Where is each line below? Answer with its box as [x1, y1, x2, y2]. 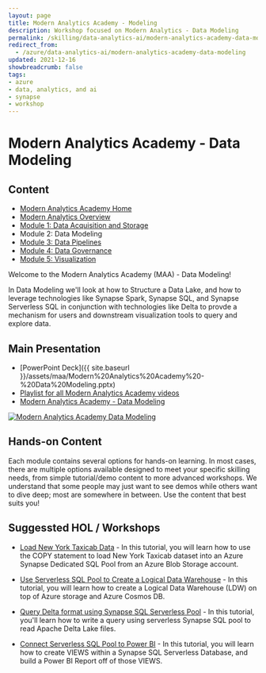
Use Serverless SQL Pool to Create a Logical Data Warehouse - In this [19, 575, 248, 584]
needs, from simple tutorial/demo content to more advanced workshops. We [8, 473, 257, 483]
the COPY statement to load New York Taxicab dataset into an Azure [19, 551, 244, 560]
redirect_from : [8, 41, 59, 49]
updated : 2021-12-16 [8, 56, 77, 64]
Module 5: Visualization [19, 255, 97, 264]
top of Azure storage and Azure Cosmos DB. [19, 591, 165, 601]
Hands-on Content [8, 435, 102, 448]
